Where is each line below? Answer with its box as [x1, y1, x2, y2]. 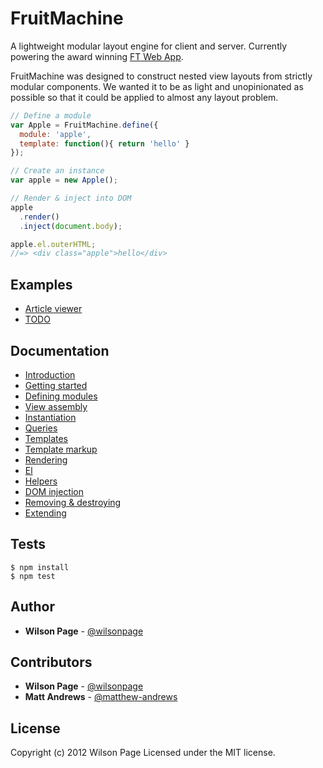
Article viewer [24, 303, 83, 315]
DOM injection [24, 485, 85, 497]
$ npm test [10, 571, 56, 581]
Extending [24, 507, 67, 519]
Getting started [24, 379, 88, 391]
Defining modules [24, 390, 98, 402]
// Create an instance [10, 166, 105, 176]
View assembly [24, 400, 88, 412]
